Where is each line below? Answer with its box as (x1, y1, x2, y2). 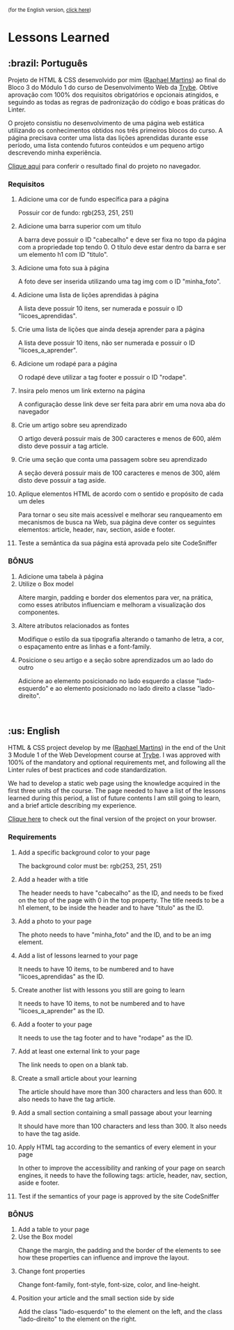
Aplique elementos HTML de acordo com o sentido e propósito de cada (17, 490, 224, 498)
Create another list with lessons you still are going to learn (17, 985, 185, 994)
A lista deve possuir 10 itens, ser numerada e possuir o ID (17, 304, 183, 313)
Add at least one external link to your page (17, 1047, 140, 1055)
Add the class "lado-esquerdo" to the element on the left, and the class (17, 1308, 223, 1315)
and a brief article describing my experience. (8, 801, 137, 810)
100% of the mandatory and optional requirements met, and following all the (8, 758, 226, 767)
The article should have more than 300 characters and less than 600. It (17, 1087, 222, 1096)
